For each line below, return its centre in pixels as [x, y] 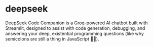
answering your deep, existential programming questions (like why [75, 33]
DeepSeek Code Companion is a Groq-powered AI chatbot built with [76, 23]
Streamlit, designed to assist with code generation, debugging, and [75, 28]
